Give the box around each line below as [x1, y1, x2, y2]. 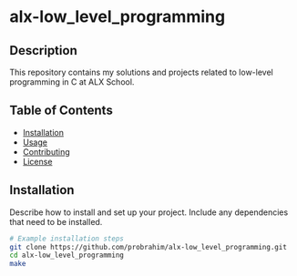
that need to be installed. [9, 216, 103, 227]
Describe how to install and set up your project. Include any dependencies [9, 207, 289, 218]
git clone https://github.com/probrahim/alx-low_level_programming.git [9, 242, 287, 251]
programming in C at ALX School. [9, 77, 135, 87]
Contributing [22, 146, 70, 157]
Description [9, 43, 77, 58]
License [22, 156, 53, 167]
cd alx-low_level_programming [9, 250, 125, 261]
